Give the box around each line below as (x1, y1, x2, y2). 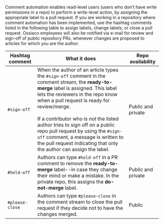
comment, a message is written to (46, 134, 123, 140)
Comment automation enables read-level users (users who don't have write (5, 4, 157, 10)
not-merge (37, 184, 64, 191)
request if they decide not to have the (37, 205, 123, 211)
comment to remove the (37, 160, 92, 167)
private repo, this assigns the (37, 179, 104, 185)
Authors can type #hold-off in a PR (37, 154, 118, 160)
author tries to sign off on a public (37, 122, 115, 128)
